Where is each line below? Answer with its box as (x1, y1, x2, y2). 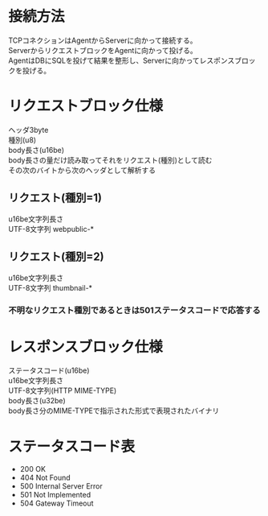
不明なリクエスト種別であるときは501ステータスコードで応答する (8, 305, 261, 316)
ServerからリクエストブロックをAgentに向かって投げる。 (8, 45, 198, 55)
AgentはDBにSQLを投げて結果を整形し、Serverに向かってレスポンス (8, 56, 235, 65)
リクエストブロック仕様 (8, 97, 164, 115)
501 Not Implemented (19, 490, 91, 500)
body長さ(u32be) (8, 396, 66, 406)
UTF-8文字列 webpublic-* (8, 224, 95, 233)
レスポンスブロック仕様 (8, 337, 163, 356)
